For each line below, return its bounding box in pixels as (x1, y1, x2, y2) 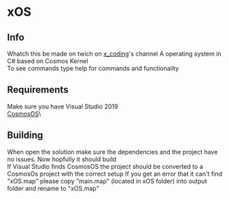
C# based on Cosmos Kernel (7, 57, 88, 65)
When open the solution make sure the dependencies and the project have (7, 148, 218, 156)
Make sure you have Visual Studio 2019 (7, 102, 119, 110)
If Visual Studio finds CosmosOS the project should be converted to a (7, 162, 204, 170)
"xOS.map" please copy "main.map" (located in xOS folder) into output (7, 176, 207, 185)
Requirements (7, 84, 69, 96)
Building (7, 130, 43, 141)
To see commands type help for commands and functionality (7, 65, 180, 72)
